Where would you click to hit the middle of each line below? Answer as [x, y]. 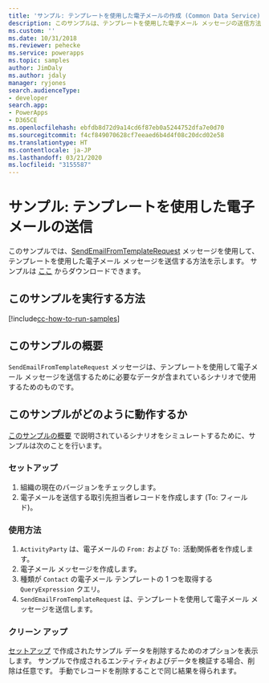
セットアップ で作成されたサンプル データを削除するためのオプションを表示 [133, 651]
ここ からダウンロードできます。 [92, 271]
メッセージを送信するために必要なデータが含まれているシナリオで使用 [140, 376]
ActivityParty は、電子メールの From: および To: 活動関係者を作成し [133, 549]
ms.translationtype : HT [48, 142]
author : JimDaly [35, 68]
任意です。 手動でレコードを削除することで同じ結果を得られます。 [131, 671]
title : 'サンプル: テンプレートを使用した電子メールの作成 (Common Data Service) [134, 16]
